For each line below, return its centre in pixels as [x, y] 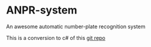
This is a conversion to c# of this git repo [56, 38]
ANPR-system [42, 10]
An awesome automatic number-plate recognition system [76, 26]
